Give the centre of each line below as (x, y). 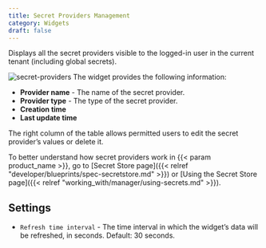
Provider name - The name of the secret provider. (102, 93)
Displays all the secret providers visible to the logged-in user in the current (131, 53)
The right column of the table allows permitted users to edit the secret (123, 133)
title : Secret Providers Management (69, 16)
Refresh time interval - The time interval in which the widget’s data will (139, 227)
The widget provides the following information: (150, 77)
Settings (30, 208)
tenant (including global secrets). (63, 61)
